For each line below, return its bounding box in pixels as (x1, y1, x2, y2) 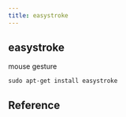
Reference (8, 98, 61, 111)
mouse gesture (8, 62, 57, 71)
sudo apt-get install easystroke (8, 77, 118, 85)
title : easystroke (8, 11, 69, 20)
